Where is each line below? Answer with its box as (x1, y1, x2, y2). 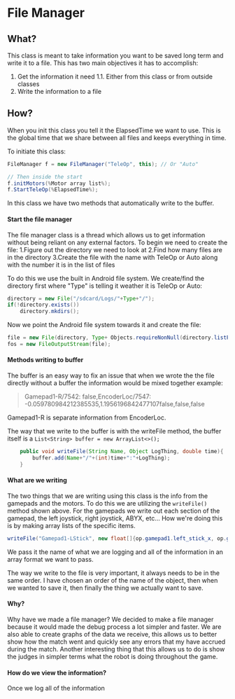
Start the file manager (7, 215, 73, 223)
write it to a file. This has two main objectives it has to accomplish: (7, 59, 199, 67)
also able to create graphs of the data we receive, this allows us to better (7, 630, 218, 638)
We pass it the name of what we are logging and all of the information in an (7, 548, 224, 556)
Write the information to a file (17, 88, 102, 95)
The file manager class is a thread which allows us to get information (7, 230, 206, 239)
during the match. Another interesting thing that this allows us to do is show (7, 645, 225, 653)
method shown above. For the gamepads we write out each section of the (7, 506, 220, 515)
